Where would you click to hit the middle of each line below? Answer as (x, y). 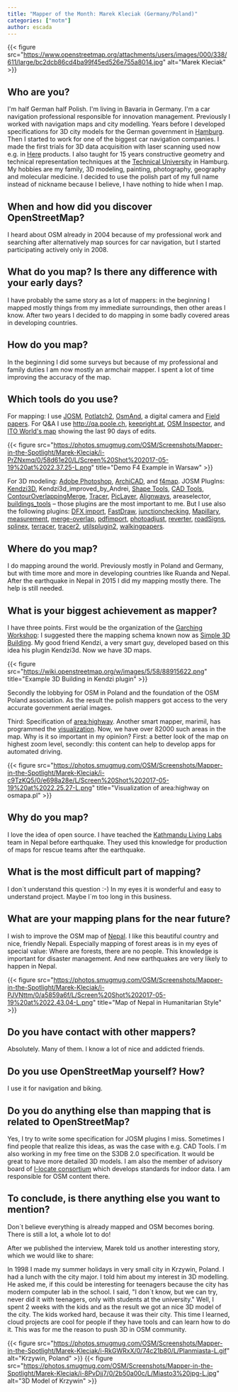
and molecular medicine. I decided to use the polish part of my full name (113, 177)
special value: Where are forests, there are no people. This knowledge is (113, 951)
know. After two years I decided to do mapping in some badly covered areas (119, 315)
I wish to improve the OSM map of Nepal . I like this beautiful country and (113, 936)
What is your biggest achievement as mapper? (112, 611)
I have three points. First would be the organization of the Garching (105, 628)
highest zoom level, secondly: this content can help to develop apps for (112, 744)
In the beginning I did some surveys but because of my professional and (113, 362)
